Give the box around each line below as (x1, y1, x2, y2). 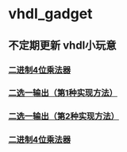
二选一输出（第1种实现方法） (8, 88, 117, 99)
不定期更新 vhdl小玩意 (8, 38, 117, 52)
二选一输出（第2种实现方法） (8, 111, 119, 122)
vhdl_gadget (8, 5, 93, 23)
